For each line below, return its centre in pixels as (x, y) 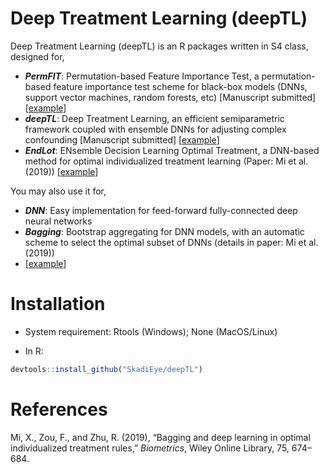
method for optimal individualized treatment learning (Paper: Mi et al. (166, 161)
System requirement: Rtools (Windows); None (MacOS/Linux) (151, 331)
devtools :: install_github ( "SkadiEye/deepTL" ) (106, 369)
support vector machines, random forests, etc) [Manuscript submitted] (170, 97)
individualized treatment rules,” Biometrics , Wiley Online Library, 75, (150, 448)
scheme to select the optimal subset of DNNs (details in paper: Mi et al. (171, 242)
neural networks (58, 221)
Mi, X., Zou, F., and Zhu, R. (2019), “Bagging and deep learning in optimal (160, 437)
